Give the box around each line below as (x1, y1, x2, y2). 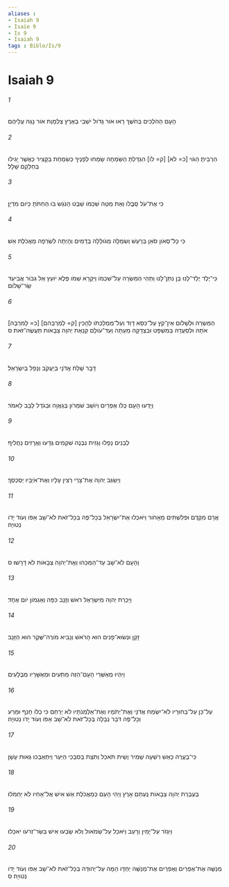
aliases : (8, 10, 37, 17)
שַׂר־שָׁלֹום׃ (8, 282, 32, 290)
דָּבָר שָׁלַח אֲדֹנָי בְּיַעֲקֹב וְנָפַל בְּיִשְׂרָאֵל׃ (8, 364, 96, 372)
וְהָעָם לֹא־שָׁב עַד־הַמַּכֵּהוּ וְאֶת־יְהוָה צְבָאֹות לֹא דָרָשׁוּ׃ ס (8, 558, 139, 566)
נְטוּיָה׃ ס (8, 872, 27, 880)
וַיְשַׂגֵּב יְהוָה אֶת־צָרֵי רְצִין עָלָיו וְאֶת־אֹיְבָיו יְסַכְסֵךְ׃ (8, 476, 121, 484)
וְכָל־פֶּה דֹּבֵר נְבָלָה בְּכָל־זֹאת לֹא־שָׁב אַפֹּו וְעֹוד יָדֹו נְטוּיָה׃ (8, 715, 142, 723)
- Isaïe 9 (8, 23, 37, 30)
